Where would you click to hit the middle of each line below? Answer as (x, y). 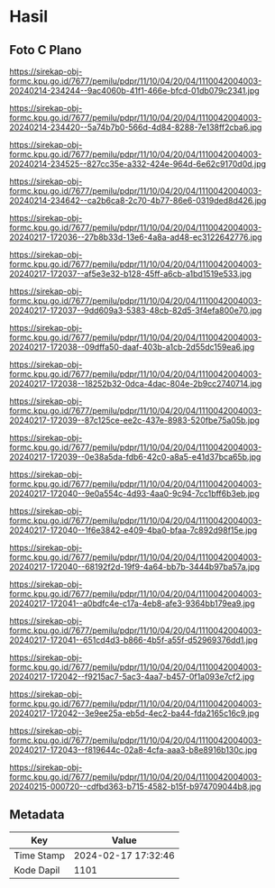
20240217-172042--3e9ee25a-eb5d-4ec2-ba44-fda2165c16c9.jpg (134, 713)
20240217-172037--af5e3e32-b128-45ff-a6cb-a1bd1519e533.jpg (131, 274)
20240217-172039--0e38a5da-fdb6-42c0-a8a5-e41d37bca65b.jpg (135, 457)
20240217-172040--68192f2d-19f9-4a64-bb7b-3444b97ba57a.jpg (134, 567)
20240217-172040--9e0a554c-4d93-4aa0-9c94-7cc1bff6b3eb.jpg (134, 494)
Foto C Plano (46, 50)
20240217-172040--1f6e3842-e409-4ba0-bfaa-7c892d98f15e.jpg (133, 530)
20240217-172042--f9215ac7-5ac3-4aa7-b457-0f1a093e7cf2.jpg (132, 677)
